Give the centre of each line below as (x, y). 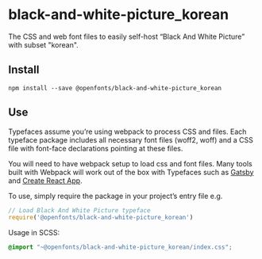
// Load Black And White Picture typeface (79, 210)
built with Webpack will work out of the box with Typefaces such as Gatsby (131, 172)
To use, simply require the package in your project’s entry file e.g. (116, 196)
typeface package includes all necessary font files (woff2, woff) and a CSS (131, 139)
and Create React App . (45, 181)
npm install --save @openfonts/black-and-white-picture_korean (115, 88)
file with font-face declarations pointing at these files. (96, 148)
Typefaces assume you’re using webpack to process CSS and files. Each (127, 131)
